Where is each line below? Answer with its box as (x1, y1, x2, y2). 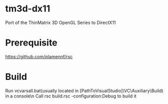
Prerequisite (5, 37, 58, 48)
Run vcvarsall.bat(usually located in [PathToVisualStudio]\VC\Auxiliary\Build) (5, 87, 163, 93)
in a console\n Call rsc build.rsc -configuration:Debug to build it (5, 93, 137, 99)
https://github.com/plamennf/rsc (5, 53, 73, 59)
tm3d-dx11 (5, 3, 50, 14)
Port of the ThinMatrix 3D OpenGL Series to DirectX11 (5, 19, 116, 25)
